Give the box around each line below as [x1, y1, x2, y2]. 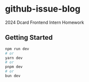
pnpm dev [5, 65, 23, 69]
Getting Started [5, 33, 53, 42]
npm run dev [5, 46, 29, 51]
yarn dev [5, 55, 23, 60]
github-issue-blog [5, 3, 81, 15]
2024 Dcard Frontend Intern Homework [5, 19, 84, 25]
